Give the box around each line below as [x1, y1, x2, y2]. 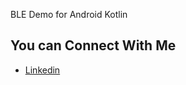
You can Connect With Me [10, 37, 177, 54]
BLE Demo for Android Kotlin [10, 9, 128, 20]
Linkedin [24, 64, 61, 76]
